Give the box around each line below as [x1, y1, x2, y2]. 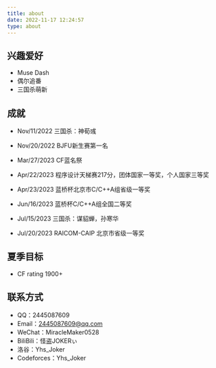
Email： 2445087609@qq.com [16, 319, 103, 327]
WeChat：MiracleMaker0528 [16, 327, 99, 336]
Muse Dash [16, 69, 49, 77]
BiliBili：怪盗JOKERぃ [16, 336, 77, 345]
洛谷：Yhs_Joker [16, 345, 65, 354]
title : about [7, 10, 45, 17]
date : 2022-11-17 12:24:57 [7, 16, 84, 23]
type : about [7, 23, 41, 30]
